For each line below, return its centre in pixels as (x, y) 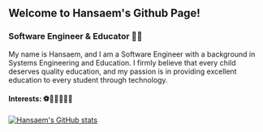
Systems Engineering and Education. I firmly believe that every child (122, 62)
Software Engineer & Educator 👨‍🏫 (75, 36)
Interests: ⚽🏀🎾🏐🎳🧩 (41, 99)
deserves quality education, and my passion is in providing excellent (123, 71)
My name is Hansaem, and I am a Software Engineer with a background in (132, 54)
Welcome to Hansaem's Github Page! (104, 13)
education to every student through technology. (88, 79)
